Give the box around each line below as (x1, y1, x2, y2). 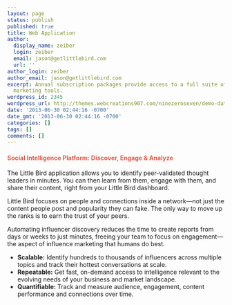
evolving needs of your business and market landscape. (17, 275, 177, 284)
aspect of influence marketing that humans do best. (17, 240, 166, 248)
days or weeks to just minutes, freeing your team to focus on (7, 232, 180, 241)
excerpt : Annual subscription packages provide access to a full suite (7, 81, 217, 88)
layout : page (7, 10, 45, 17)
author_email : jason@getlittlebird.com (7, 74, 122, 82)
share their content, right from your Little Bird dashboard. (7, 184, 170, 192)
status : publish (7, 17, 54, 24)
